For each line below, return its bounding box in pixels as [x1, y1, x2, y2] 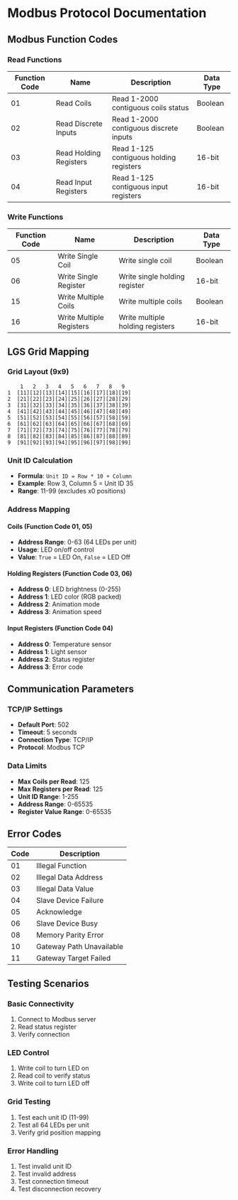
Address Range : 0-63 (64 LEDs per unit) [17, 538, 137, 547]
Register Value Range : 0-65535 [17, 807, 112, 815]
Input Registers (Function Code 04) [7, 624, 113, 633]
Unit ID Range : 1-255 [17, 792, 79, 800]
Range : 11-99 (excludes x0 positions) [17, 487, 126, 495]
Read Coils [55, 98, 92, 108]
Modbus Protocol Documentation [7, 5, 207, 21]
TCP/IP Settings [7, 705, 63, 714]
